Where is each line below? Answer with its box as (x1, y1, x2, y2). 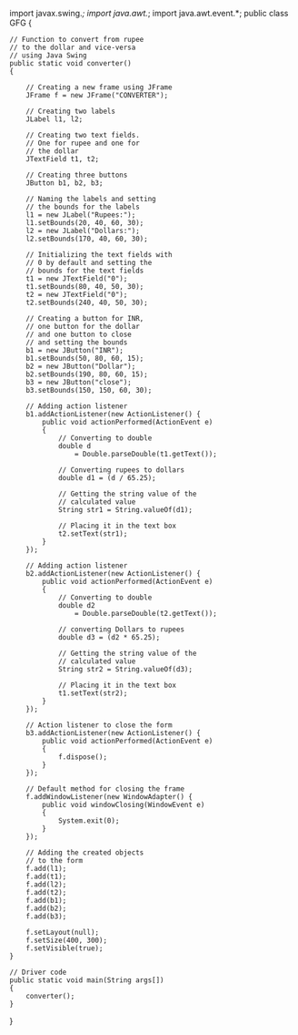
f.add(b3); (25, 912, 67, 921)
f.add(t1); (25, 872, 67, 881)
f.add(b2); (25, 904, 67, 913)
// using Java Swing (9, 51, 88, 60)
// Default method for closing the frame (25, 784, 184, 794)
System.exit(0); (57, 816, 120, 825)
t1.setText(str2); (57, 689, 128, 698)
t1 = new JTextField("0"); (25, 274, 128, 283)
